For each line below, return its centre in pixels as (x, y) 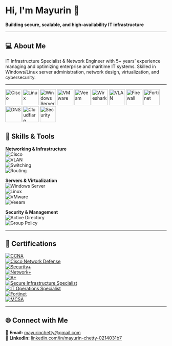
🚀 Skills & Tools (30, 137)
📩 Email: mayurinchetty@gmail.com (43, 333)
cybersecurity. (20, 77)
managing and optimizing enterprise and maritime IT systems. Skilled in (81, 66)
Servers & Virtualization (31, 180)
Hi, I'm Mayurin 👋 (42, 10)
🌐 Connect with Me (37, 320)
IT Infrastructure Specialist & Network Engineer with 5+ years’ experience (83, 61)
